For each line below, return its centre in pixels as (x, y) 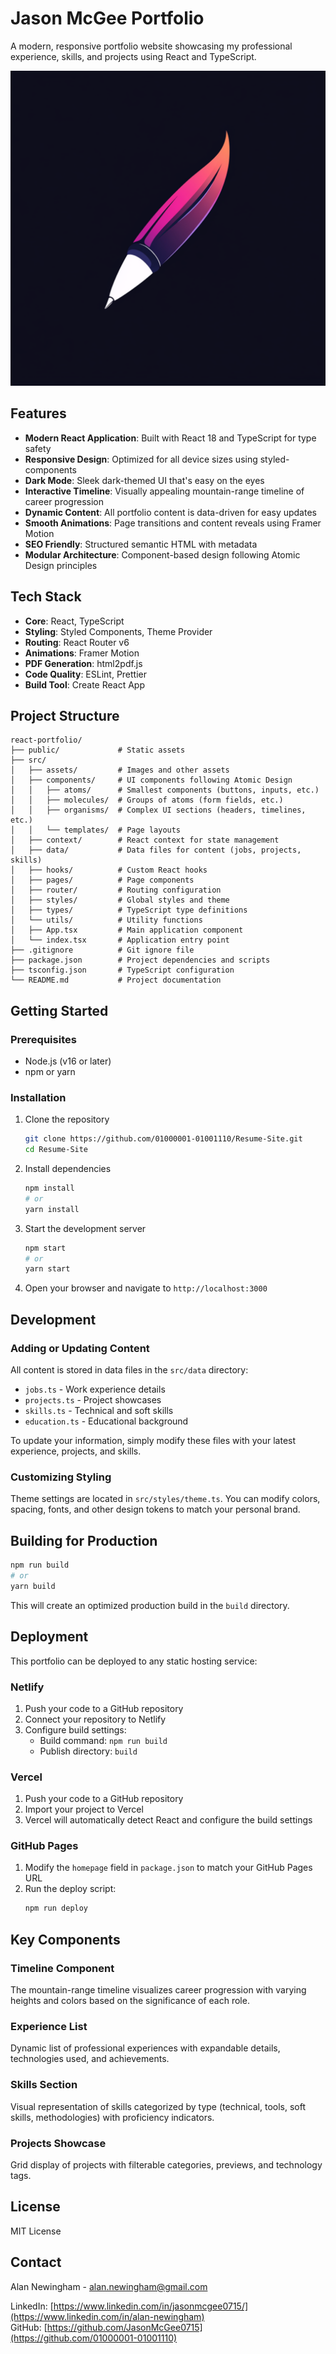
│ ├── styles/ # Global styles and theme (120, 900)
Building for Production (84, 1540)
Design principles (61, 565)
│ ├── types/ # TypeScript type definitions (129, 910)
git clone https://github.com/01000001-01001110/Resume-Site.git (163, 1139)
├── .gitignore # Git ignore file (102, 950)
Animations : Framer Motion (82, 653)
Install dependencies (68, 1169)
